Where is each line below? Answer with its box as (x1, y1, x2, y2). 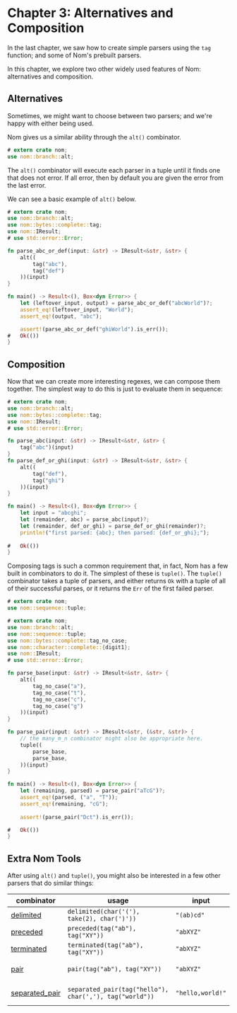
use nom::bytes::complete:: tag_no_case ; (7, 637, 128, 644)
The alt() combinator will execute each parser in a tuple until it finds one (7, 166, 221, 174)
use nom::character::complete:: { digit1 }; (7, 643, 131, 651)
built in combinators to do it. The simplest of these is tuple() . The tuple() (7, 569, 222, 578)
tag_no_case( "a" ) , (32, 682, 87, 689)
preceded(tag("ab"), (67, 925, 137, 932)
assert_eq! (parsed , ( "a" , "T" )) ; (20, 794, 119, 801)
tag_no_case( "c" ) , (32, 696, 87, 703)
